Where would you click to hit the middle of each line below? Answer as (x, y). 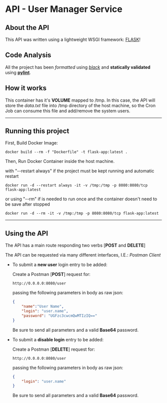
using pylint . (18, 72)
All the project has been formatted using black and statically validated (78, 67)
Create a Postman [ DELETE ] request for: (54, 349)
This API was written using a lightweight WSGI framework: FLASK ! (73, 39)
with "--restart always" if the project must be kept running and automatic (80, 171)
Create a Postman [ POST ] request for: (51, 274)
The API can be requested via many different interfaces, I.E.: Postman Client (83, 255)
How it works (26, 88)
